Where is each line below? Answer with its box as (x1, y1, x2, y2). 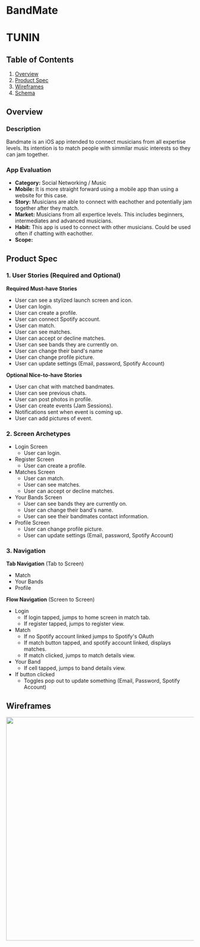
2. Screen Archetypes (6, 429, 71, 438)
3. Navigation (6, 547, 46, 555)
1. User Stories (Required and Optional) (6, 271, 121, 280)
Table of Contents (6, 54, 74, 64)
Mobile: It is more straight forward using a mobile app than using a (14, 185, 179, 193)
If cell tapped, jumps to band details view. (23, 664, 126, 671)
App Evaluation (6, 165, 52, 174)
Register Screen (14, 456, 55, 463)
